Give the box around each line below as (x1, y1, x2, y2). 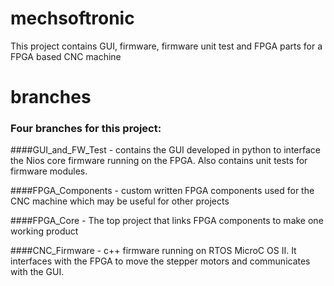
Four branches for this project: (10, 122, 162, 136)
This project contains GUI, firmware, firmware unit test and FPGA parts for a (10, 40, 323, 52)
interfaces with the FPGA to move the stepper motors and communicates (10, 255, 311, 267)
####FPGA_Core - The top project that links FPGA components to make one (10, 215, 324, 227)
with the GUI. (10, 266, 65, 278)
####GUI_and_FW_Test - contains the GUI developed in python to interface (10, 144, 321, 156)
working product (10, 225, 79, 237)
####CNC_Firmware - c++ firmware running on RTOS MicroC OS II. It (10, 245, 297, 257)
